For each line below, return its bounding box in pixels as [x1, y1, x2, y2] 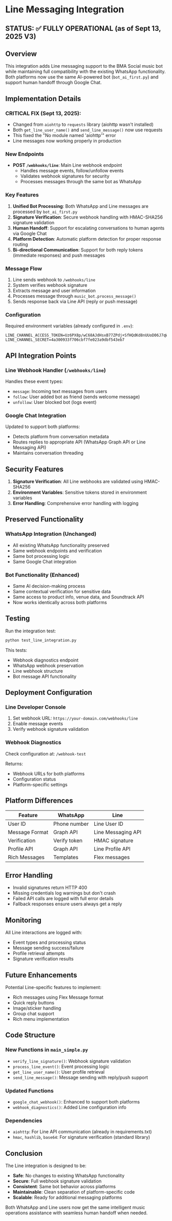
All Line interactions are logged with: [5, 929, 82, 936]
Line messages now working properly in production [12, 138, 121, 144]
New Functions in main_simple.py [5, 1046, 89, 1053]
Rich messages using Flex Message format [12, 994, 103, 1000]
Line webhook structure [12, 668, 63, 674]
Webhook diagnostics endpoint [12, 657, 79, 663]
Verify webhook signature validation [12, 726, 89, 732]
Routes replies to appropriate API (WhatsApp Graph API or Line [12, 439, 146, 445]
